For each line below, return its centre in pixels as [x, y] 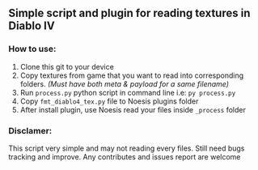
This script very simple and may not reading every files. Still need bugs [127, 148]
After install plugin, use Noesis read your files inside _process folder [133, 109]
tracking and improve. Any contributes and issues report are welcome [125, 156]
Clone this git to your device [67, 66]
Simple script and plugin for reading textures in [129, 13]
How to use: [32, 49]
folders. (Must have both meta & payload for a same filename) [124, 83]
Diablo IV [32, 26]
